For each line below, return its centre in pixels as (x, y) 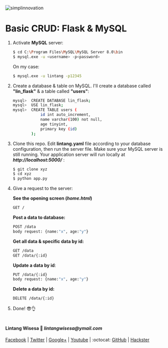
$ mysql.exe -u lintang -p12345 (47, 76)
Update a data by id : (34, 265)
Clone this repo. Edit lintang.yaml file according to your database (82, 144)
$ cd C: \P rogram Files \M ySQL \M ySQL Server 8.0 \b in (68, 52)
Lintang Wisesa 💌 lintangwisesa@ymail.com (54, 328)
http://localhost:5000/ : (39, 160)
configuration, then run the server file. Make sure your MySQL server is (88, 149)
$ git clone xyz (30, 169)
